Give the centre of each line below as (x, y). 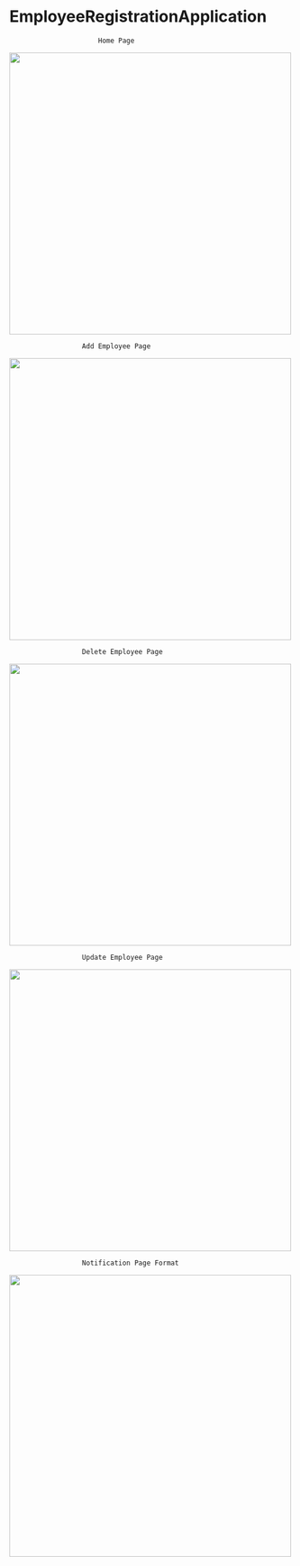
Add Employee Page (116, 346)
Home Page (116, 41)
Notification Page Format (130, 1263)
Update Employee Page (123, 957)
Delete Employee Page (123, 651)
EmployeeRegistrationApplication (138, 17)
